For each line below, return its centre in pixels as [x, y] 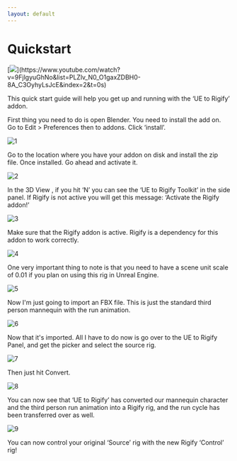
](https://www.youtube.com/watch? [69, 70]
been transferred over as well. [51, 415]
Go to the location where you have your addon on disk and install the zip [112, 155]
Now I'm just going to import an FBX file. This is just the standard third [109, 302]
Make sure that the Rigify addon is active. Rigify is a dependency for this [113, 232]
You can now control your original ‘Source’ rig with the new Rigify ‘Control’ [116, 442]
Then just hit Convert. [39, 372]
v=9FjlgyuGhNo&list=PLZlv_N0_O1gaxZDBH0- [74, 77]
